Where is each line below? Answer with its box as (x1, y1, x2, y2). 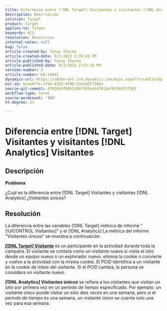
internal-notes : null (5, 40, 50, 45)
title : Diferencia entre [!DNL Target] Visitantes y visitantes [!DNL (5, 7, 155, 12)
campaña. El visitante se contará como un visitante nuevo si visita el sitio (5, 248, 154, 254)
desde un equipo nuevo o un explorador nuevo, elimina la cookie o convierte (5, 253, 162, 259)
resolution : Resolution (5, 35, 55, 40)
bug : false (5, 44, 28, 49)
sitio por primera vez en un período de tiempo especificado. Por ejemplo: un (5, 284, 162, 290)
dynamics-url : (5, 77, 35, 82)
